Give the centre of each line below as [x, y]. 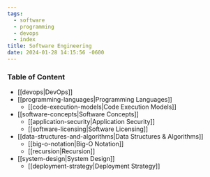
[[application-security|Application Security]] [91, 122]
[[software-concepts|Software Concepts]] [78, 114]
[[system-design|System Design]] [66, 159]
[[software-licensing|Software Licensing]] [88, 129]
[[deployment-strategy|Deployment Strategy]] [94, 166]
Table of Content [36, 77]
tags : [15, 14]
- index [25, 40]
